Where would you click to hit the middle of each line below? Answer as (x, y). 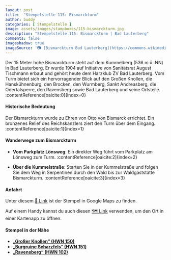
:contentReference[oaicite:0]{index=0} (46, 95)
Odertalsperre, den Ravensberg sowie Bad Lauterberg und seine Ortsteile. (83, 89)
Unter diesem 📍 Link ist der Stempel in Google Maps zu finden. (71, 201)
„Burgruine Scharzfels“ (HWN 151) (50, 247)
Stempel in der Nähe (27, 230)
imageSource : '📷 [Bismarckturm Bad (44, 48)
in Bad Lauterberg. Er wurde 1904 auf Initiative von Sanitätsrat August (78, 68)
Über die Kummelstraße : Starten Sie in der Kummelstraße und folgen (85, 167)
